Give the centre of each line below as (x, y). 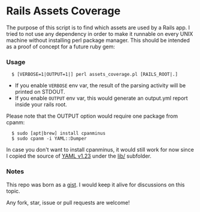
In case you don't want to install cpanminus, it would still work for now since (100, 150)
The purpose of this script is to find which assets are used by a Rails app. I (98, 27)
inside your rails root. (41, 105)
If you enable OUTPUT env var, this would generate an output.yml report (101, 98)
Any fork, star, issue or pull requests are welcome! (68, 202)
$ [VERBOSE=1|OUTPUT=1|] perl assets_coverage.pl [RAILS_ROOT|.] (95, 75)
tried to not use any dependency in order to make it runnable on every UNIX (100, 33)
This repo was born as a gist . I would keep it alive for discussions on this (96, 185)
